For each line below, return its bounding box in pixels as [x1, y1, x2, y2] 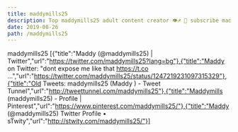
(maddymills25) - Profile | [7, 95, 82, 103]
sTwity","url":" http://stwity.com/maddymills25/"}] [7, 117, 151, 126]
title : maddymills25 [7, 10, 69, 18]
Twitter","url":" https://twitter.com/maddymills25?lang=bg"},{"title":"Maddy [7, 57, 225, 66]
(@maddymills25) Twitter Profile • [7, 109, 107, 118]
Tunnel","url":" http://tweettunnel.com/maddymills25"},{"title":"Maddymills [7, 87, 223, 95]
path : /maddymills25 [7, 30, 69, 37]
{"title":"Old [7, 79, 42, 88]
